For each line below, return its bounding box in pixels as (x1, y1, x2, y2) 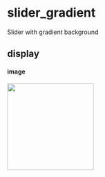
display (7, 48, 40, 60)
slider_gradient (7, 5, 96, 21)
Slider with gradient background (7, 28, 99, 36)
